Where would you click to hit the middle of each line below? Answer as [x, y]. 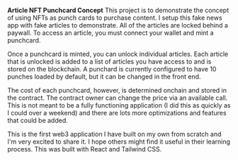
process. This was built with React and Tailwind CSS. [85, 149]
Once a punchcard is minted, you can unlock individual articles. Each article [118, 54]
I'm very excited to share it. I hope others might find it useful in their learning [119, 142]
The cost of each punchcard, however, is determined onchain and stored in [117, 90]
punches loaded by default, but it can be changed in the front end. [104, 76]
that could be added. [38, 120]
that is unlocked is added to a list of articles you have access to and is [109, 62]
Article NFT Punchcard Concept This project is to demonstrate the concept [118, 10]
